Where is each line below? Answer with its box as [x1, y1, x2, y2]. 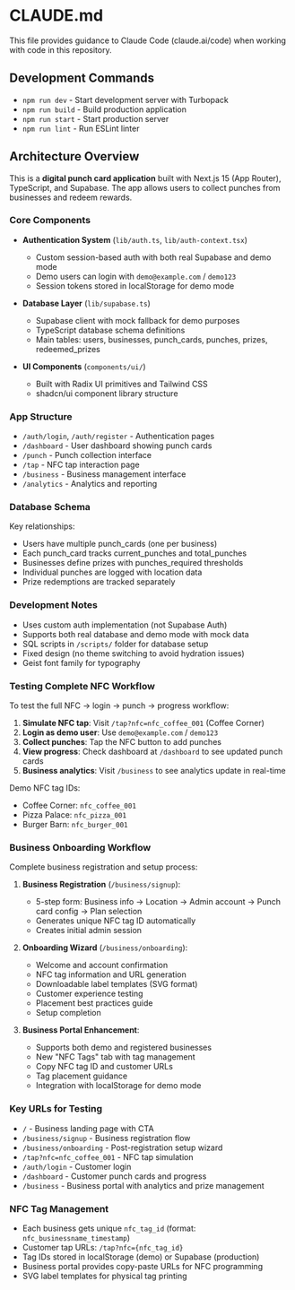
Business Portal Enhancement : [22, 1025, 140, 1035]
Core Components [9, 214, 91, 227]
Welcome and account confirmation [35, 960, 169, 971]
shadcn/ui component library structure [35, 387, 178, 399]
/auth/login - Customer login [22, 1161, 132, 1172]
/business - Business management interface [22, 469, 187, 480]
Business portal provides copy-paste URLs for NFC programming [22, 1260, 263, 1271]
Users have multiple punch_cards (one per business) [22, 539, 218, 550]
